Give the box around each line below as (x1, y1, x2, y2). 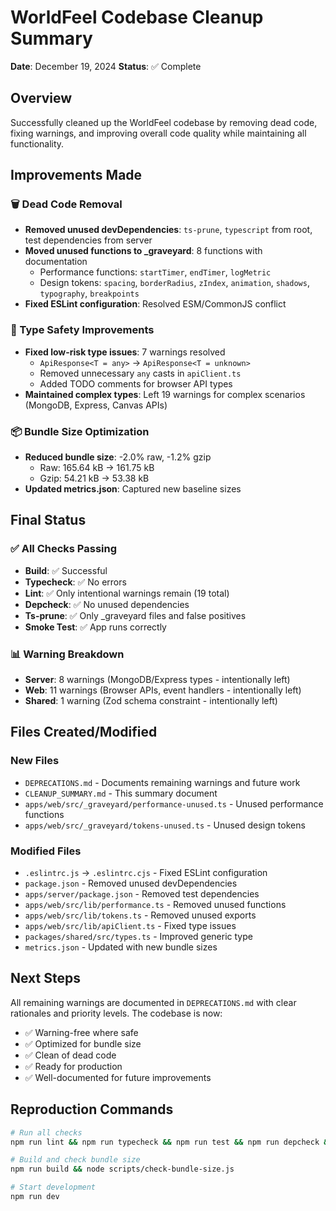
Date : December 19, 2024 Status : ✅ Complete (10, 60, 202, 72)
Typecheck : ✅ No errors (24, 576, 127, 588)
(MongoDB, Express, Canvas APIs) (24, 399, 168, 411)
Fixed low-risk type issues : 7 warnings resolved (24, 346, 226, 358)
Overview (10, 90, 73, 107)
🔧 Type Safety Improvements (10, 323, 155, 337)
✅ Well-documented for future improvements (24, 1071, 212, 1083)
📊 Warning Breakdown (10, 647, 125, 661)
